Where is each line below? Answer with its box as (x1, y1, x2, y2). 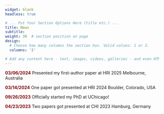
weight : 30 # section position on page (5, 34, 89, 39)
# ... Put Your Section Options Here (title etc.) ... (5, 20, 119, 25)
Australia (5, 75, 23, 81)
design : (5, 38, 21, 44)
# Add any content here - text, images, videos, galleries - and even (5, 57, 152, 61)
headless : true (5, 12, 36, 17)
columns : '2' (9, 47, 36, 53)
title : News (5, 25, 29, 30)
